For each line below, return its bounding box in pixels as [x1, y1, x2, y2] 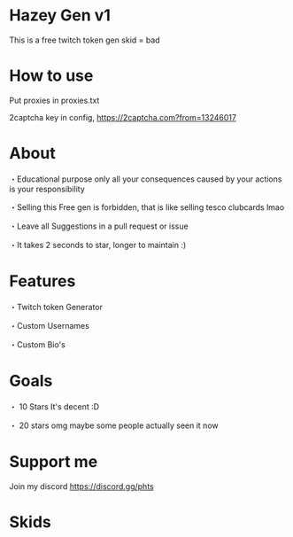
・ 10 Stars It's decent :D [9, 401, 100, 412]
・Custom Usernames [9, 320, 90, 331]
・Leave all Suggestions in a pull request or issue [9, 221, 189, 231]
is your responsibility [9, 183, 86, 194]
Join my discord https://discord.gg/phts [9, 480, 154, 492]
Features [9, 271, 76, 291]
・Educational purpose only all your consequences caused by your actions [9, 174, 282, 184]
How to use [9, 66, 94, 86]
